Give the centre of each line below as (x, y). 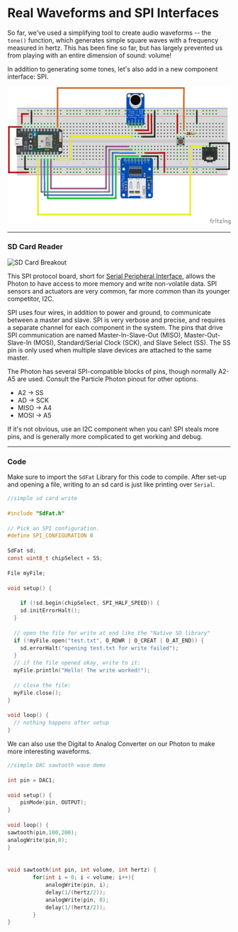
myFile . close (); (38, 693)
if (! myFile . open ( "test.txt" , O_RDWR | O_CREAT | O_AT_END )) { (109, 640)
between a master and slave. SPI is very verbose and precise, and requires (117, 320)
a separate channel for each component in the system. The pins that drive (115, 327)
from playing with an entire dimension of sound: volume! (90, 55)
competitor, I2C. (31, 299)
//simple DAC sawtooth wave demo (57, 765)
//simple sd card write (42, 499)
